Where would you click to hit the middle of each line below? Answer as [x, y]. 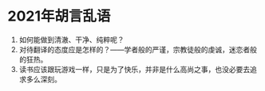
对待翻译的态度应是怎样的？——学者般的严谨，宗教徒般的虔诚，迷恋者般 [138, 49]
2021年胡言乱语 [59, 16]
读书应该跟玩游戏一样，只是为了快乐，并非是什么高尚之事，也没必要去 [134, 69]
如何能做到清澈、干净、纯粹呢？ [71, 40]
